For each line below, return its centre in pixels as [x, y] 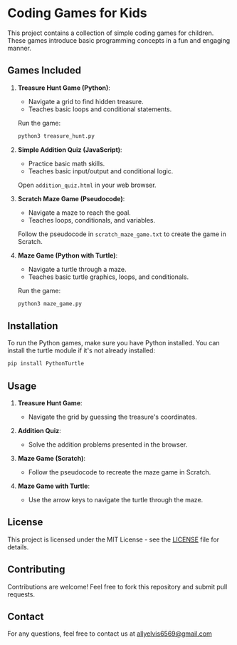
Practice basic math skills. [67, 163]
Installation [33, 326]
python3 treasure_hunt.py [56, 136]
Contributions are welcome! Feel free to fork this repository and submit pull [117, 586]
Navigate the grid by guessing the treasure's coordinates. [112, 417]
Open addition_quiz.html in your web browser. [87, 185]
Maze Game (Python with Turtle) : [68, 255]
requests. [21, 594]
